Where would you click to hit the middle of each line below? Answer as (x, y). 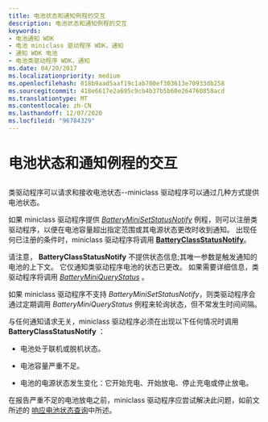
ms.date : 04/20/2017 (43, 69)
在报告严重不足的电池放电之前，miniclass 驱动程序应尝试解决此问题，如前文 (134, 400)
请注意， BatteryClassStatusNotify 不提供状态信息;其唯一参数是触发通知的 (133, 257)
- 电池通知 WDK (31, 38)
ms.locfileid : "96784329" (52, 121)
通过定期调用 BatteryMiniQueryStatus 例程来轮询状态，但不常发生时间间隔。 (135, 304)
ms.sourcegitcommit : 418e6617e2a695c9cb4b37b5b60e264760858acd (117, 91)
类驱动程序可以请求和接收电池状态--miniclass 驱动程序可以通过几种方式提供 (134, 192)
